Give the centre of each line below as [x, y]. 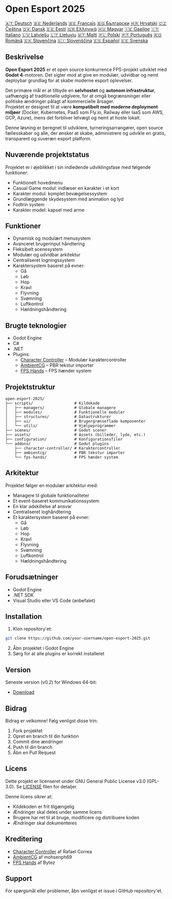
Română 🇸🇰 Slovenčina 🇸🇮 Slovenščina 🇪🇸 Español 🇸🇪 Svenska [77, 40]
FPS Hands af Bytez [34, 862]
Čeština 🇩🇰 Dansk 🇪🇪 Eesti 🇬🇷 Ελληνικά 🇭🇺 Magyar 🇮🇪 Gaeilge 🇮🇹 [82, 29]
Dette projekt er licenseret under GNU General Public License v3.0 [75, 781]
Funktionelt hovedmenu [38, 183]
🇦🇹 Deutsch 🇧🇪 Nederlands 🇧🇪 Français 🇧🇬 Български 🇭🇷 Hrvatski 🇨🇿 [86, 23]
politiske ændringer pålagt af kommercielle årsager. [60, 101]
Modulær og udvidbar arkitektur [46, 255]
